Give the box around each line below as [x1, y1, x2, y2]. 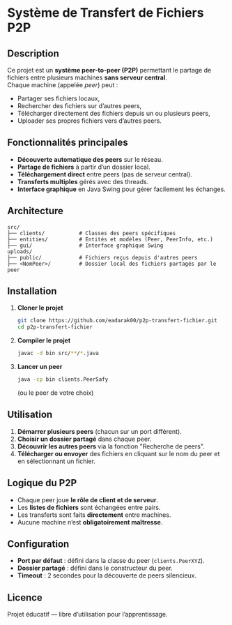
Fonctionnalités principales [7, 137, 129, 149]
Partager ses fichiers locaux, [17, 94, 100, 103]
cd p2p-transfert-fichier [17, 324, 93, 331]
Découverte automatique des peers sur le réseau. [17, 155, 164, 163]
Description [7, 47, 59, 59]
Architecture [7, 205, 64, 217]
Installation [7, 285, 57, 297]
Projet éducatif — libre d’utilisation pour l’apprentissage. [7, 610, 169, 619]
